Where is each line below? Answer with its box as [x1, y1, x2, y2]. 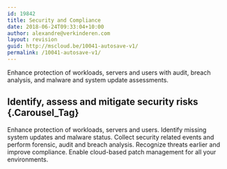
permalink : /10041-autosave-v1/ [7, 50, 101, 57]
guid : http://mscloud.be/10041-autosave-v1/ [7, 43, 139, 50]
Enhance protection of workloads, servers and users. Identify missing [7, 125, 207, 133]
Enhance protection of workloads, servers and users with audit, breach [7, 68, 211, 77]
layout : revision [7, 36, 58, 43]
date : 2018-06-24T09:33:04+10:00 [7, 23, 104, 30]
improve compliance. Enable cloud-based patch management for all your [7, 147, 217, 156]
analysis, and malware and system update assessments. [7, 75, 169, 84]
